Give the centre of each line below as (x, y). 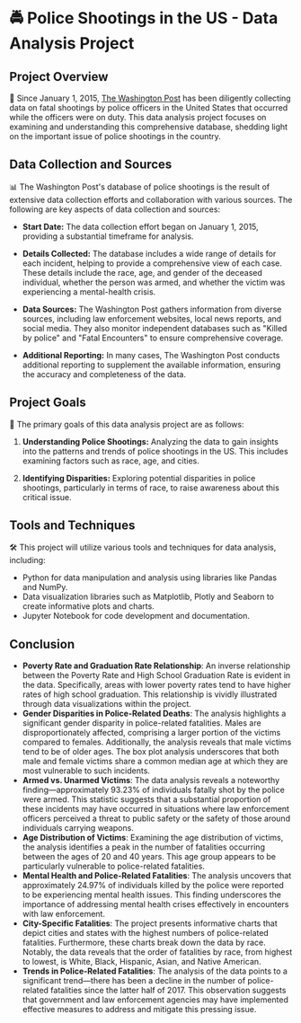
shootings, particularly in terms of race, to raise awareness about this (151, 488)
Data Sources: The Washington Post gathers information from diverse (152, 309)
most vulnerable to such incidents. (86, 771)
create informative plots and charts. (88, 606)
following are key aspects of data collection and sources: (115, 209)
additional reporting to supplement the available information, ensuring (151, 365)
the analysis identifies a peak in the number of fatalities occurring (143, 847)
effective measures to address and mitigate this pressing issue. (139, 1010)
